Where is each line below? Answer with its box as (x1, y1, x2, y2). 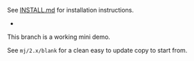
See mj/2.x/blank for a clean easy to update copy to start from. (7, 46, 188, 54)
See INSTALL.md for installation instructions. (7, 6, 135, 14)
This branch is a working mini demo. (7, 33, 110, 41)
